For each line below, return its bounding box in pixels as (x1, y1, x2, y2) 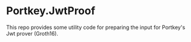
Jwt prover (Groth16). (6, 30, 58, 37)
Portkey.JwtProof (6, 4, 96, 18)
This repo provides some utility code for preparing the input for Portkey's (6, 24, 186, 31)
